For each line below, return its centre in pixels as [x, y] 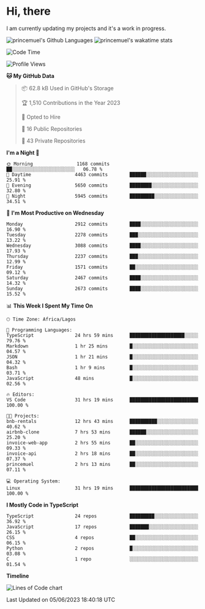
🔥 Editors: [20, 394]
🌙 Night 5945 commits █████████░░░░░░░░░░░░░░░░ [102, 196]
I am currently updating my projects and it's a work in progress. [86, 28]
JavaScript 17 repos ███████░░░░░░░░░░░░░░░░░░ [102, 527]
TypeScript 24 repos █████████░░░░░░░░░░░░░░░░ [102, 516]
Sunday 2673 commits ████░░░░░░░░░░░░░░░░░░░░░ [102, 289]
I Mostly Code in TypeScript [42, 505]
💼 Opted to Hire [41, 117]
